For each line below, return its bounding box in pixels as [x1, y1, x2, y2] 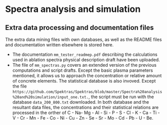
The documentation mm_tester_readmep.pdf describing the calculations [12, 51, 158, 57]
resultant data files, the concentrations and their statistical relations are [12, 105, 159, 110]
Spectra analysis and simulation [5, 3, 141, 15]
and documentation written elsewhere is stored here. [5, 42, 114, 48]
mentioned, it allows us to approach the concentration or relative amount [12, 73, 162, 78]
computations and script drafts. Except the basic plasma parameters [12, 67, 153, 73]
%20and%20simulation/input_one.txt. [12, 95, 89, 100]
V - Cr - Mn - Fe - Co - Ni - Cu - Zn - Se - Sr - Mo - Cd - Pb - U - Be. [12, 115, 154, 121]
